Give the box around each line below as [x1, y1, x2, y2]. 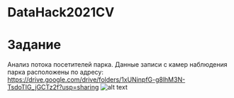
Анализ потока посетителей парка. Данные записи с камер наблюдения [7, 60, 228, 69]
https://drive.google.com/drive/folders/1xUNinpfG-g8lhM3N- [7, 75, 186, 84]
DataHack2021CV [7, 4, 115, 21]
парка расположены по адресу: [7, 68, 104, 77]
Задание [7, 37, 62, 53]
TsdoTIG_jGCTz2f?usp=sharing [7, 83, 99, 92]
